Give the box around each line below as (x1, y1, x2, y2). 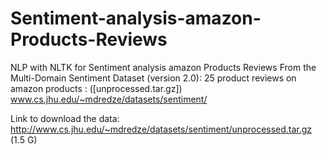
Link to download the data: (10, 112, 120, 124)
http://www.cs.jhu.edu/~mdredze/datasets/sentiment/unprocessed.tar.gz (10, 123, 313, 135)
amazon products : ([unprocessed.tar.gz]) (10, 82, 183, 94)
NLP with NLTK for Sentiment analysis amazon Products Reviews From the (10, 61, 317, 73)
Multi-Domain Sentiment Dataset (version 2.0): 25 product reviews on (10, 72, 297, 84)
